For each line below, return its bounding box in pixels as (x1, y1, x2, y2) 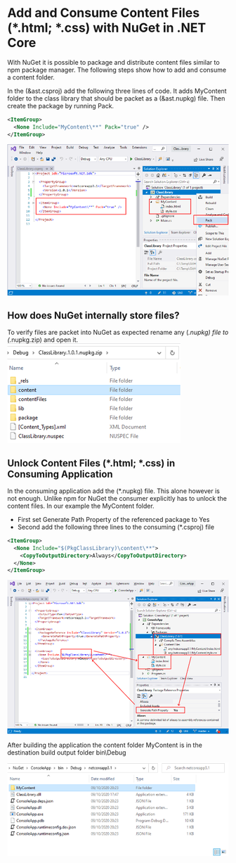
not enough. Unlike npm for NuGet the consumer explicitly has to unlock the (7, 494, 227, 502)
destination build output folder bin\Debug (7, 748, 126, 757)
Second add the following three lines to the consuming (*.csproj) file (17, 523, 215, 531)
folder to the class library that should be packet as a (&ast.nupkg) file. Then (7, 94, 225, 103)
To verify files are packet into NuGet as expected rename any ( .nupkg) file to (7, 328, 229, 337)
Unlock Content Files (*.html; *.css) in (7, 457, 176, 469)
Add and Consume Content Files (7, 5, 200, 21)
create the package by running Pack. (7, 101, 114, 110)
